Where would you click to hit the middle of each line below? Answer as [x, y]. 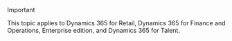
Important [21, 10]
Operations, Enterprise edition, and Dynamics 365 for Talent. [93, 30]
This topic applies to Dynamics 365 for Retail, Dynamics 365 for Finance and [116, 23]
